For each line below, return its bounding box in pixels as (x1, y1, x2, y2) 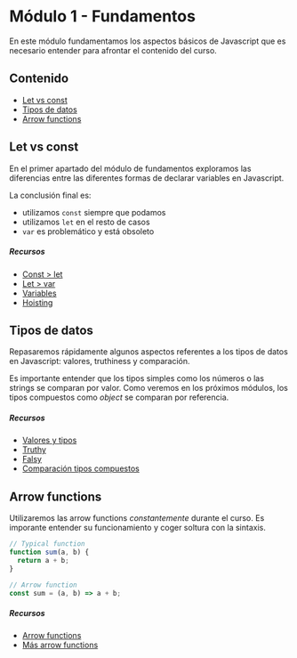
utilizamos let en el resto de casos (21, 216, 150, 227)
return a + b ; (17, 556, 69, 565)
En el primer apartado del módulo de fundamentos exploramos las (9, 163, 252, 174)
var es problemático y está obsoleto (21, 225, 155, 237)
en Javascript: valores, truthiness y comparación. (9, 356, 190, 367)
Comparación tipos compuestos (21, 463, 140, 474)
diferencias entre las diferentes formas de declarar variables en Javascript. (9, 172, 285, 183)
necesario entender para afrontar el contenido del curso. (9, 45, 218, 55)
